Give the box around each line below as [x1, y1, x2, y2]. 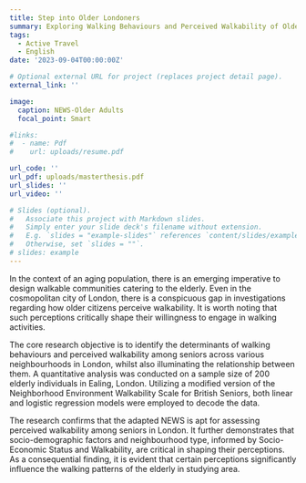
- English [17, 47, 55, 57]
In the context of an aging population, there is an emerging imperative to [9, 272, 280, 283]
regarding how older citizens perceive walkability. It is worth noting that [9, 302, 278, 313]
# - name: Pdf [9, 139, 67, 149]
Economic [9, 444, 47, 455]
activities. [9, 321, 46, 333]
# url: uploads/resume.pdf [9, 148, 125, 157]
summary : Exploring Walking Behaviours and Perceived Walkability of [9, 22, 280, 31]
